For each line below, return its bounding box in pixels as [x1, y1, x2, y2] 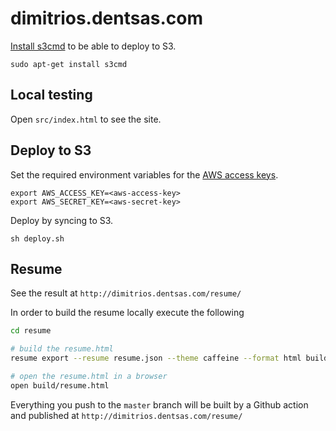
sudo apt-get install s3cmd [10, 59, 128, 69]
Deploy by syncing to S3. [10, 214, 114, 226]
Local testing [10, 87, 93, 104]
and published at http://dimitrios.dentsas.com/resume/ [10, 409, 243, 421]
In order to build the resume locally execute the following [10, 307, 245, 319]
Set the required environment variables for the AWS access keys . [10, 168, 279, 181]
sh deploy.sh [10, 233, 65, 244]
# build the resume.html [10, 344, 114, 354]
